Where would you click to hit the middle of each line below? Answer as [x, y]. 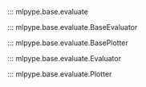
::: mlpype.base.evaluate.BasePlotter [68, 43]
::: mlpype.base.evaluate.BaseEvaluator [73, 27]
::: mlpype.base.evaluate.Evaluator [65, 58]
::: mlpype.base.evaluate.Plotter [60, 74]
